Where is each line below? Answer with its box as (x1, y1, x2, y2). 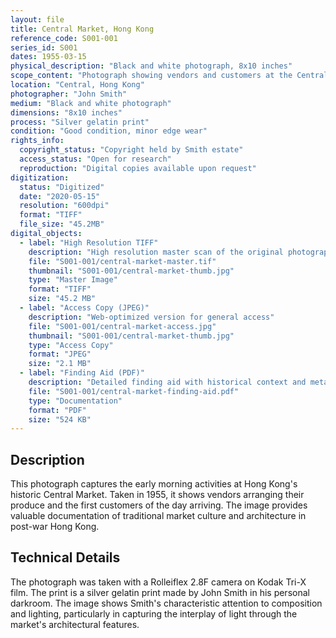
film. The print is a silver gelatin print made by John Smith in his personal (10, 586, 310, 598)
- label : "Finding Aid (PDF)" (19, 368, 145, 378)
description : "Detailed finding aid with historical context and (28, 377, 307, 387)
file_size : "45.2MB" (19, 219, 105, 230)
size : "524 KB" (28, 414, 92, 425)
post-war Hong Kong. (10, 521, 100, 533)
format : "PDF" (28, 405, 87, 415)
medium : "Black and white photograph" (10, 98, 172, 108)
